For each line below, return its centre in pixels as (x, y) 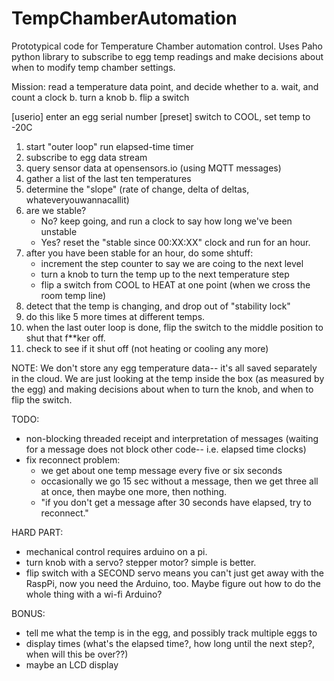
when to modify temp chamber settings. (93, 67)
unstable (59, 231)
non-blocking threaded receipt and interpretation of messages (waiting (172, 438)
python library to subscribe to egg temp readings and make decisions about (167, 56)
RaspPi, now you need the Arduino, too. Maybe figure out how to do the (173, 583)
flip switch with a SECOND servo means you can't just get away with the (174, 573)
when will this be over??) (77, 654)
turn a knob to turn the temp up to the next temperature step (165, 274)
